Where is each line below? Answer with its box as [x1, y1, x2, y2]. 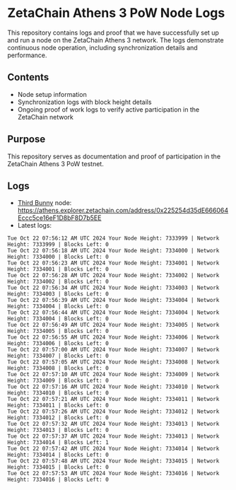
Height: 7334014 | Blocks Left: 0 [7, 451, 110, 459]
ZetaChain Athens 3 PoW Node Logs [7, 5, 225, 21]
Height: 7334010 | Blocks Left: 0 [7, 390, 110, 397]
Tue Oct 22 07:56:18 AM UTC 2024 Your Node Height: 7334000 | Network [7, 247, 220, 255]
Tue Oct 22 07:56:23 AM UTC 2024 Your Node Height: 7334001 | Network [7, 259, 220, 267]
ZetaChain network [17, 112, 74, 121]
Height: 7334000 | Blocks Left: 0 [7, 253, 110, 261]
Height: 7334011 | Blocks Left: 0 [7, 402, 110, 409]
